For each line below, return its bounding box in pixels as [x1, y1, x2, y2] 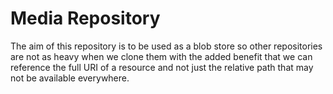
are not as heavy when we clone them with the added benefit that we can [10, 50, 313, 62]
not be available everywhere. [10, 72, 130, 84]
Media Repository [10, 7, 161, 30]
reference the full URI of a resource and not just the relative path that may [10, 61, 314, 73]
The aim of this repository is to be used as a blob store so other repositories [10, 40, 323, 52]
